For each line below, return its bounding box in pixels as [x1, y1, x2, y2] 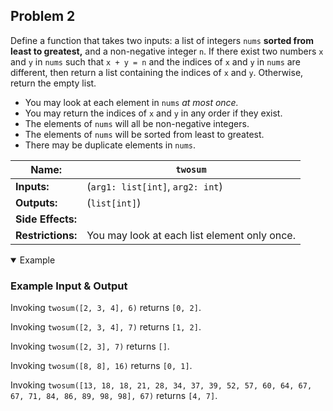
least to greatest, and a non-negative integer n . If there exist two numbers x [10, 45, 324, 57]
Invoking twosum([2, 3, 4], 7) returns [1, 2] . [10, 321, 202, 333]
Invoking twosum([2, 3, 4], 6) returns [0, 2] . [10, 302, 202, 314]
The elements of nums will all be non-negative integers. [24, 117, 250, 129]
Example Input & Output [10, 279, 128, 293]
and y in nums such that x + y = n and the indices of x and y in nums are [10, 55, 301, 68]
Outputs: [15, 195, 58, 209]
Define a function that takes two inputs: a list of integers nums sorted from [10, 34, 314, 46]
